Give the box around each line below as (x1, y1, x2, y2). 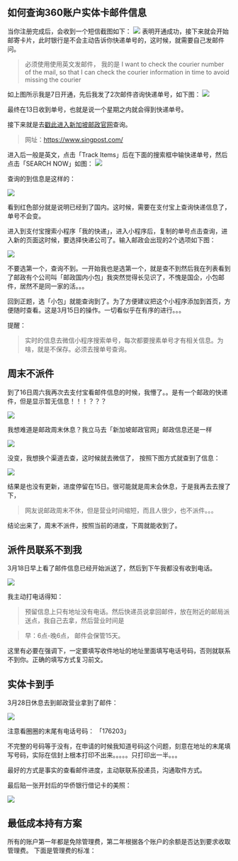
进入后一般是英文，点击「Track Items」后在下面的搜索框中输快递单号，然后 (7, 150, 228, 158)
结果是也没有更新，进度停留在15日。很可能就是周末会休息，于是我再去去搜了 (7, 482, 231, 490)
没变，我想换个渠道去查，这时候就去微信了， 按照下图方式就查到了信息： (7, 453, 220, 462)
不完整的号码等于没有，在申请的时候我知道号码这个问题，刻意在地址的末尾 (7, 742, 225, 751)
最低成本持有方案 (7, 817, 82, 829)
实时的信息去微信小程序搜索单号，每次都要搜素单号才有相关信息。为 (24, 336, 224, 345)
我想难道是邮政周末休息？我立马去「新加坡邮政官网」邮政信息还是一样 (7, 425, 212, 433)
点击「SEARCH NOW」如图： (7, 159, 93, 168)
